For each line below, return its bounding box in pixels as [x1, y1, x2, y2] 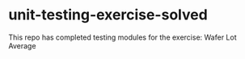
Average [8, 40, 36, 50]
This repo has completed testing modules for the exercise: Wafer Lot [8, 32, 237, 42]
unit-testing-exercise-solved [8, 6, 208, 24]
